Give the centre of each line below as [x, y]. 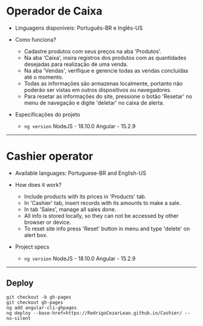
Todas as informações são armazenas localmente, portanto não [103, 83]
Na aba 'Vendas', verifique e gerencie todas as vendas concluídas [106, 70]
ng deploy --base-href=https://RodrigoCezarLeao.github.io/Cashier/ [94, 313]
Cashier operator [50, 156]
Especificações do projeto [47, 114]
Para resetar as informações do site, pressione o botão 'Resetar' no [108, 96]
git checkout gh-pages [35, 302]
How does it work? [38, 184]
